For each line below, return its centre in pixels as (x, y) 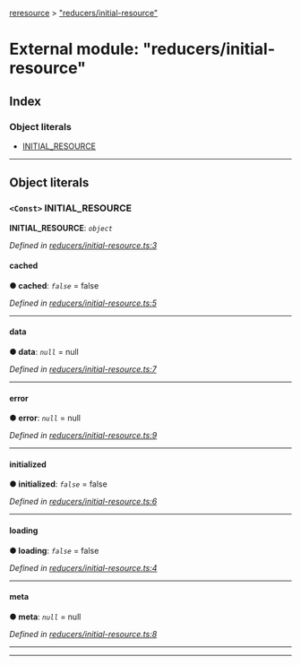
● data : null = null (44, 351)
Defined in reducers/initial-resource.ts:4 (83, 567)
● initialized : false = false (58, 484)
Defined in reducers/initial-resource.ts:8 (83, 634)
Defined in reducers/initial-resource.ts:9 (83, 436)
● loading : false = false (54, 550)
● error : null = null (45, 418)
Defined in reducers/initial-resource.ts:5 (83, 303)
